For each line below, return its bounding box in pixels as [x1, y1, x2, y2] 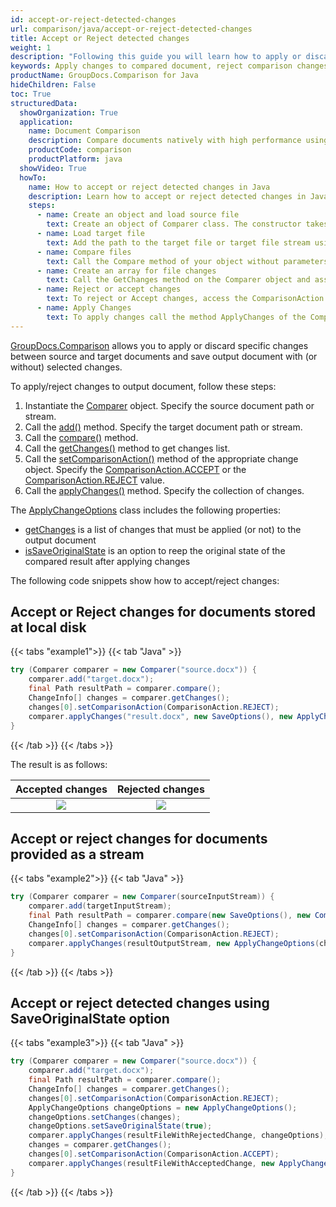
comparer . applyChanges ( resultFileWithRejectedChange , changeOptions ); [28, 1131, 329, 1141]
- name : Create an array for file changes [36, 266, 217, 276]
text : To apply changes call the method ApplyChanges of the [46, 312, 307, 322]
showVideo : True [19, 163, 87, 173]
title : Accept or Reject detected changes [10, 33, 190, 43]
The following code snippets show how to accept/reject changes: [10, 574, 280, 586]
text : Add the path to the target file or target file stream [46, 237, 311, 248]
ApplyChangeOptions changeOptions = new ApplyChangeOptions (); [28, 1102, 298, 1113]
